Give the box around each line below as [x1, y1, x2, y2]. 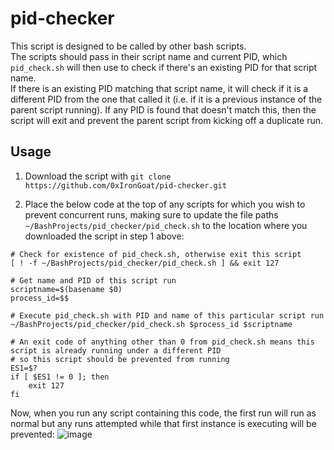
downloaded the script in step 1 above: [24, 230, 185, 242]
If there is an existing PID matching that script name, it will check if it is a [10, 82, 309, 94]
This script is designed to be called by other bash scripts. [10, 40, 247, 52]
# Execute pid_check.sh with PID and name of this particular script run [10, 310, 325, 321]
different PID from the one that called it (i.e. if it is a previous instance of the [10, 93, 323, 105]
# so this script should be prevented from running [10, 354, 230, 364]
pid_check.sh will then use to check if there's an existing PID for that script [10, 61, 318, 73]
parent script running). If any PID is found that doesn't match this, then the [10, 103, 317, 116]
